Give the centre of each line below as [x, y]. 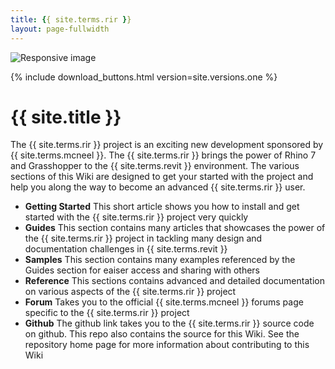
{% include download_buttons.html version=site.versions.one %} [144, 77]
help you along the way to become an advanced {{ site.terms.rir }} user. [158, 187]
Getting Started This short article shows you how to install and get [162, 207]
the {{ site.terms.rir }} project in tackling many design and [143, 238]
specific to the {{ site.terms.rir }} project [107, 313]
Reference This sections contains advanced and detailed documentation [174, 281]
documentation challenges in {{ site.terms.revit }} [126, 249]
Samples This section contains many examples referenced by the [160, 260]
